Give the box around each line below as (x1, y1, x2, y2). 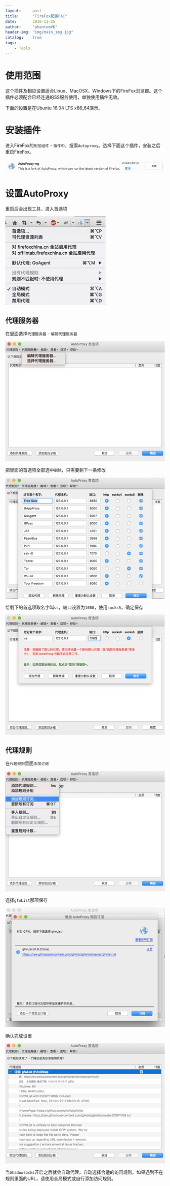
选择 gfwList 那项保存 (5, 897, 48, 903)
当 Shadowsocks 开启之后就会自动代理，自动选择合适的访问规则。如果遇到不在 (5, 1169, 163, 1175)
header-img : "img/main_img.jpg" (5, 29, 73, 35)
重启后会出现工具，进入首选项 (5, 206, 67, 212)
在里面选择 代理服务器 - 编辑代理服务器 (5, 331, 77, 337)
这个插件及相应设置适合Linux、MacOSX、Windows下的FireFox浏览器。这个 (5, 87, 163, 94)
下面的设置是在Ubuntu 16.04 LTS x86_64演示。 (5, 105, 103, 111)
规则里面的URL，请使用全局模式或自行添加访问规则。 (5, 1175, 116, 1181)
